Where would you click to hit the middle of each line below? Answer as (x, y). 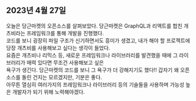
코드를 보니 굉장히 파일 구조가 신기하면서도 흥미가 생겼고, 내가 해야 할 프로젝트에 (98, 41)
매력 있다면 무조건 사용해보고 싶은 (65, 62)
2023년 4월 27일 (36, 11)
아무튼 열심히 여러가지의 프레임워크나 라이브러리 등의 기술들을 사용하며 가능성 (95, 85)
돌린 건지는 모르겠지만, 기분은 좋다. (62, 77)
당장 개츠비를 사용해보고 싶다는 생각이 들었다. (58, 48)
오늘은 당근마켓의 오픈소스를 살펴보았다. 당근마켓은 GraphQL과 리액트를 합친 (94, 26)
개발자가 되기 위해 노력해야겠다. (48, 92)
